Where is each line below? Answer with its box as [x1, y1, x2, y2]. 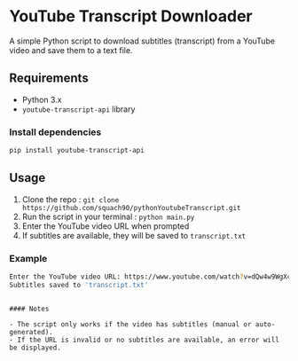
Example [9, 252, 48, 264]
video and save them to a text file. [9, 44, 133, 55]
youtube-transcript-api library [21, 104, 136, 114]
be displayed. [9, 343, 62, 352]
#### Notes [9, 304, 50, 313]
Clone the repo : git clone [21, 193, 120, 205]
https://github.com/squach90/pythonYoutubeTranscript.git [21, 203, 241, 212]
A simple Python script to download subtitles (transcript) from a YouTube [9, 35, 276, 46]
